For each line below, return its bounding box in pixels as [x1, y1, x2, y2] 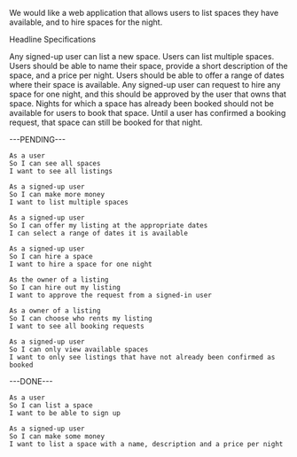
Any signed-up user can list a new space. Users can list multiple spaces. [9, 51, 275, 61]
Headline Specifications [9, 35, 96, 44]
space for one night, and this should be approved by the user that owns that [9, 89, 286, 99]
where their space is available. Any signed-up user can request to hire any [9, 80, 281, 89]
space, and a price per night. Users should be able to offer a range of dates [9, 70, 285, 81]
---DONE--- [9, 376, 53, 386]
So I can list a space [9, 401, 93, 410]
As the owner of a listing [9, 275, 109, 284]
